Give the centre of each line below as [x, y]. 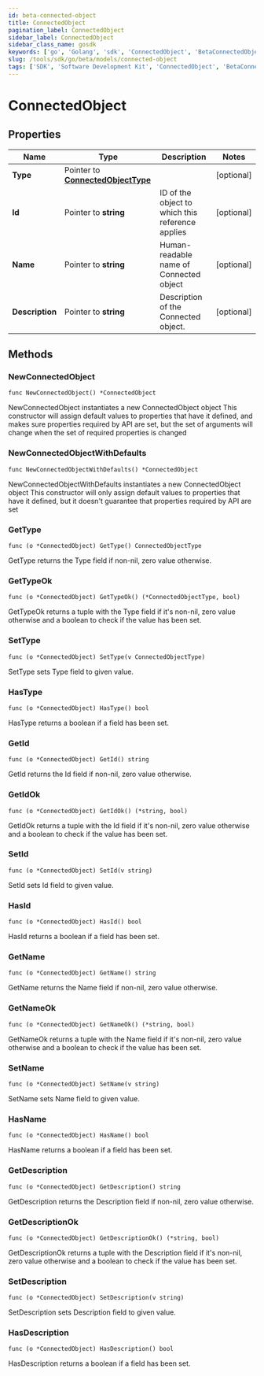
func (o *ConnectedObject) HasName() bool [79, 1136]
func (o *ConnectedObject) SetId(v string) [81, 871]
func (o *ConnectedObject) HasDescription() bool [91, 1349]
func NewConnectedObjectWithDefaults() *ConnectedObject [103, 469]
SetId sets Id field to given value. [61, 885]
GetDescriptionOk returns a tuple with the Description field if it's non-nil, [125, 1252]
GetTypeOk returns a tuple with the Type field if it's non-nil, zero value [122, 612]
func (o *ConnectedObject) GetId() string [79, 760]
